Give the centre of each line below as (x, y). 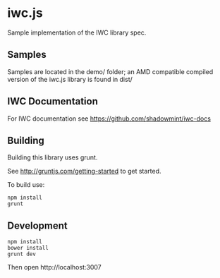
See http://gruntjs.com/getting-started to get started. (84, 171)
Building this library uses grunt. (53, 157)
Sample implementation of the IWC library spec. (77, 32)
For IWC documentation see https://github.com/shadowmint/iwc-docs (109, 119)
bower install (28, 248)
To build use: (26, 185)
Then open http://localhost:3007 (54, 267)
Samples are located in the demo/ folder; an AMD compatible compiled (110, 71)
